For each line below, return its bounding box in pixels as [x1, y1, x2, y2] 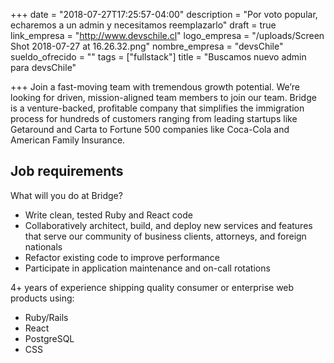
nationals [24, 240, 63, 253]
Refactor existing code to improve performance [24, 251, 221, 263]
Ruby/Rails [24, 311, 69, 323]
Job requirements [10, 163, 124, 180]
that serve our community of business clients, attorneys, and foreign [24, 230, 307, 242]
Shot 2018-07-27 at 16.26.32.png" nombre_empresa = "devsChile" [10, 40, 284, 52]
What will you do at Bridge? [10, 189, 123, 201]
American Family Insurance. [10, 134, 126, 146]
